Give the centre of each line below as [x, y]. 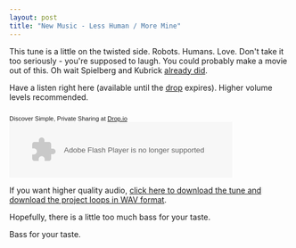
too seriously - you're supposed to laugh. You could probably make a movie [148, 61]
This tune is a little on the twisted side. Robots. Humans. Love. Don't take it [147, 51]
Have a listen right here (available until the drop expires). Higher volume [141, 87]
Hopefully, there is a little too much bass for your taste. [110, 217]
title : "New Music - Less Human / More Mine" [95, 26]
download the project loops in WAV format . [88, 199]
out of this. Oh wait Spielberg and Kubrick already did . [108, 70]
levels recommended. [49, 97]
